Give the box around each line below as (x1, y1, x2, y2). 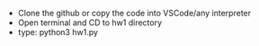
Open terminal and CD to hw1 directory (17, 17, 163, 28)
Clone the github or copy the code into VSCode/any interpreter (17, 8, 252, 18)
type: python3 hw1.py (17, 27, 99, 37)
